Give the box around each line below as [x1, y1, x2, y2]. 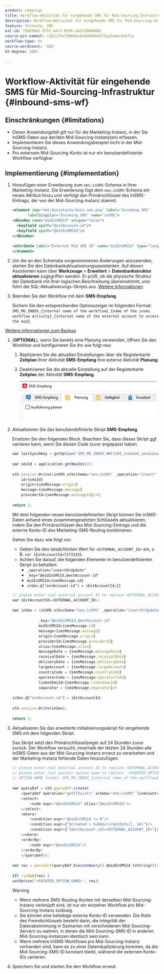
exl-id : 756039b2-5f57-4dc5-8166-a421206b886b [5, 28, 102, 34]
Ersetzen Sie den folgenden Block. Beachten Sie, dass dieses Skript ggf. [12, 436, 158, 442]
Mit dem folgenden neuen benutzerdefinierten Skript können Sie [12, 511, 142, 517]
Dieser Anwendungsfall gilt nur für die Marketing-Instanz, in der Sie [12, 129, 148, 135]
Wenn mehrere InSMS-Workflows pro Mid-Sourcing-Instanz [19, 938, 140, 944]
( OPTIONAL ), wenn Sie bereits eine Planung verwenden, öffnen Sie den [12, 337, 157, 343]
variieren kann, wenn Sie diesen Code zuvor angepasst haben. [12, 441, 138, 447]
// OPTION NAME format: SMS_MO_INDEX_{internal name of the [12, 776, 137, 781]
